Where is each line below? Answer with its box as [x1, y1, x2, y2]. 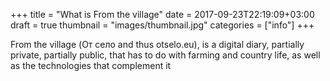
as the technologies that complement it [10, 60, 172, 71]
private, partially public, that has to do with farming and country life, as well [10, 49, 321, 61]
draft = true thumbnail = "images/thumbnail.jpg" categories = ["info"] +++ [10, 19, 315, 31]
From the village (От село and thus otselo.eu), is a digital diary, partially [10, 39, 305, 50]
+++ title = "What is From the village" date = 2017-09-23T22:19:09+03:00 [10, 9, 315, 20]
